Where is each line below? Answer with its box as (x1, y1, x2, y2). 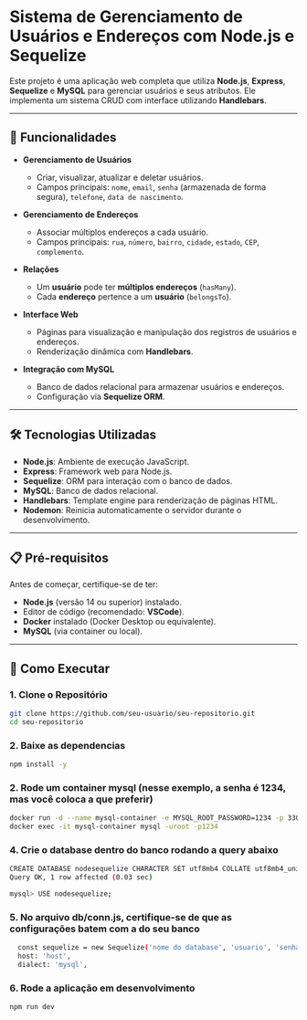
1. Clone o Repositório (9, 688, 108, 700)
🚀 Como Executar (9, 660, 111, 677)
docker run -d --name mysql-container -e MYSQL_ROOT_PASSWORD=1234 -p (9, 814, 284, 823)
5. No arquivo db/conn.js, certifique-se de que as (9, 910, 233, 923)
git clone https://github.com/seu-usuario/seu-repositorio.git (9, 710, 256, 719)
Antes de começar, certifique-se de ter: (9, 579, 158, 590)
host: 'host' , (17, 952, 71, 961)
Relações (22, 263, 59, 275)
